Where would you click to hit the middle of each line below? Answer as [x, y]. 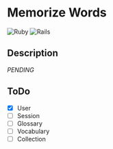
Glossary [30, 123]
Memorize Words [57, 13]
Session [28, 115]
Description [33, 53]
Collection [31, 139]
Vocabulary [33, 131]
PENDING [21, 69]
